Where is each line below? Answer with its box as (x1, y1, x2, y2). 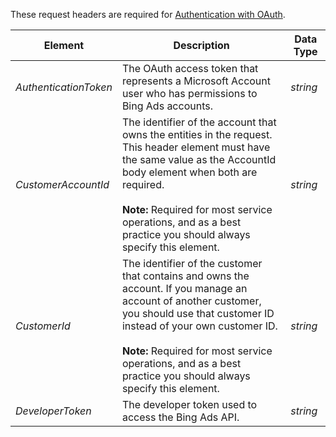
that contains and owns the (121, 269, 250, 283)
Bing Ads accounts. (121, 99, 213, 113)
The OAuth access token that (121, 62, 259, 75)
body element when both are (121, 165, 258, 179)
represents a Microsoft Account (121, 74, 272, 88)
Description (173, 39, 230, 52)
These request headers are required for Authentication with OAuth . (10, 9, 286, 20)
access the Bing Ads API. (121, 410, 240, 424)
